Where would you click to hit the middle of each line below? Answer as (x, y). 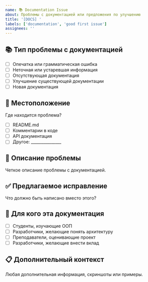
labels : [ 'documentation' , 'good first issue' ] (56, 24)
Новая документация (35, 87)
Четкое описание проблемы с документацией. (56, 170)
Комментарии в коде (35, 131)
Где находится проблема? (33, 115)
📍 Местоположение (38, 103)
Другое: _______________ (37, 142)
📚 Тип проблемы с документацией (64, 50)
